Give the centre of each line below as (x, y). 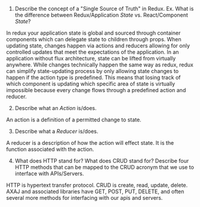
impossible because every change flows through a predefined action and (96, 90)
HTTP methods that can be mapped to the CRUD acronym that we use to (104, 167)
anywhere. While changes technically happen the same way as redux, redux (100, 65)
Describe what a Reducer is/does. (56, 131)
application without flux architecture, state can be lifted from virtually (91, 58)
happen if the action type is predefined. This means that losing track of (93, 77)
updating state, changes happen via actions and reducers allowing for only (98, 45)
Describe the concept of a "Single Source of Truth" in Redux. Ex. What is (104, 9)
